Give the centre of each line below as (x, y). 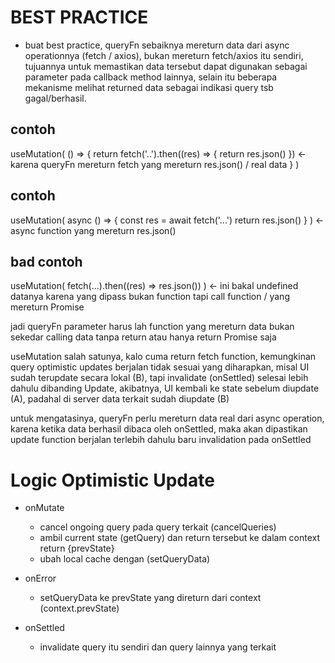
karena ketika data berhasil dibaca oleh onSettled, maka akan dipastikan (159, 429)
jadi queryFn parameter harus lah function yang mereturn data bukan (152, 327)
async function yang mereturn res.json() (93, 230)
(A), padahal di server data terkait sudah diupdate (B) (120, 399)
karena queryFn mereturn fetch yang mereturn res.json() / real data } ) (155, 164)
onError (40, 578)
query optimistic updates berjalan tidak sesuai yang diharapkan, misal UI (160, 367)
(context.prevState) (79, 608)
